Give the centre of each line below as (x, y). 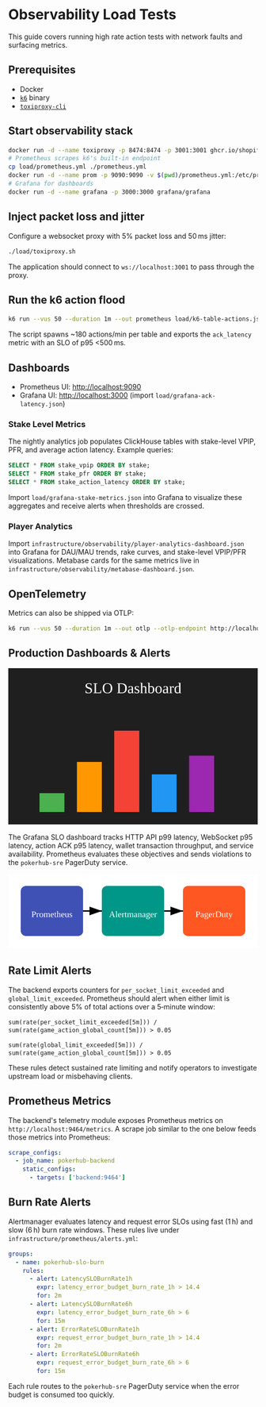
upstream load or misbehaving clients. (70, 1076)
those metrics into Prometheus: (59, 1137)
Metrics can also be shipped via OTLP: (71, 613)
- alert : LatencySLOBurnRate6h (81, 1304)
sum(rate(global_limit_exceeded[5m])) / (76, 1045)
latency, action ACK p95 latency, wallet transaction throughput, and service (131, 845)
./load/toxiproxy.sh (42, 252)
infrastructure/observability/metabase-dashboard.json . (102, 569)
